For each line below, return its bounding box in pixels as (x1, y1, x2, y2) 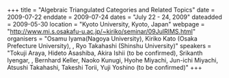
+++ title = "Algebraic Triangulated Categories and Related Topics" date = (7, 6, 215, 14)
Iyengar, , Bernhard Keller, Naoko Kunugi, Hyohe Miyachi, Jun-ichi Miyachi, (7, 56, 219, 64)
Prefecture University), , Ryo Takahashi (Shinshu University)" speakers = (7, 42, 212, 50)
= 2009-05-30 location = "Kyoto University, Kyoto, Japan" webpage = (7, 20, 205, 28)
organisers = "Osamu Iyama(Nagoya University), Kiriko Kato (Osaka (7, 35, 198, 43)
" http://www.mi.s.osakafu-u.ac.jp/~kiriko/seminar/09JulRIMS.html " (7, 27, 196, 35)
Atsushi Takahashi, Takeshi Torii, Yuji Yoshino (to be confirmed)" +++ (7, 64, 203, 71)
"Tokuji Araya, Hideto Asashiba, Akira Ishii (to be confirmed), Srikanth (7, 49, 203, 57)
